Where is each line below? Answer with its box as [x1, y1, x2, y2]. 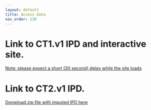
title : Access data [5, 12, 46, 17]
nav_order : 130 [5, 16, 37, 21]
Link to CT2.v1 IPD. [5, 83, 85, 94]
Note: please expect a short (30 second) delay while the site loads [5, 65, 142, 71]
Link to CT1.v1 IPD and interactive [5, 38, 146, 49]
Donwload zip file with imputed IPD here [5, 99, 88, 105]
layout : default [5, 7, 39, 12]
